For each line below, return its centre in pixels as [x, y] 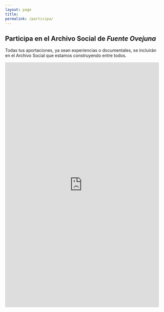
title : [12, 14]
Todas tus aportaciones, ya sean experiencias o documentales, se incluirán [81, 50]
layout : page [18, 10]
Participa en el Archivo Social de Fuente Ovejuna [81, 38]
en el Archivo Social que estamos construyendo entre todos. [66, 56]
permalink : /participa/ [29, 19]
